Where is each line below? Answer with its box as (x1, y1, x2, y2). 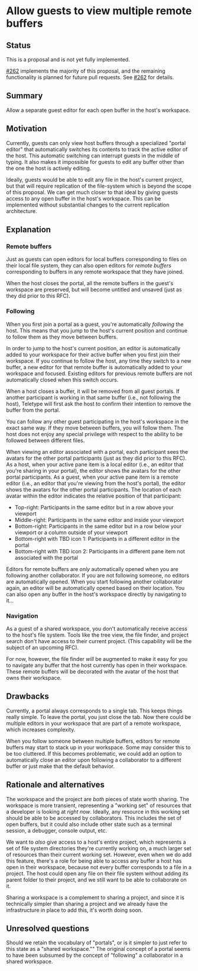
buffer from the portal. (6, 407, 60, 414)
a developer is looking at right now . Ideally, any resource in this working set (6, 808, 190, 815)
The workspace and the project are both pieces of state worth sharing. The (6, 795, 189, 802)
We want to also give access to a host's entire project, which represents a (6, 838, 186, 846)
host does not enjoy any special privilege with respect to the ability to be (6, 430, 183, 437)
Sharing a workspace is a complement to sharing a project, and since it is (6, 893, 185, 901)
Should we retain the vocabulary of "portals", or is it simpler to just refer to (6, 939, 187, 946)
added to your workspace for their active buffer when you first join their (6, 351, 181, 358)
